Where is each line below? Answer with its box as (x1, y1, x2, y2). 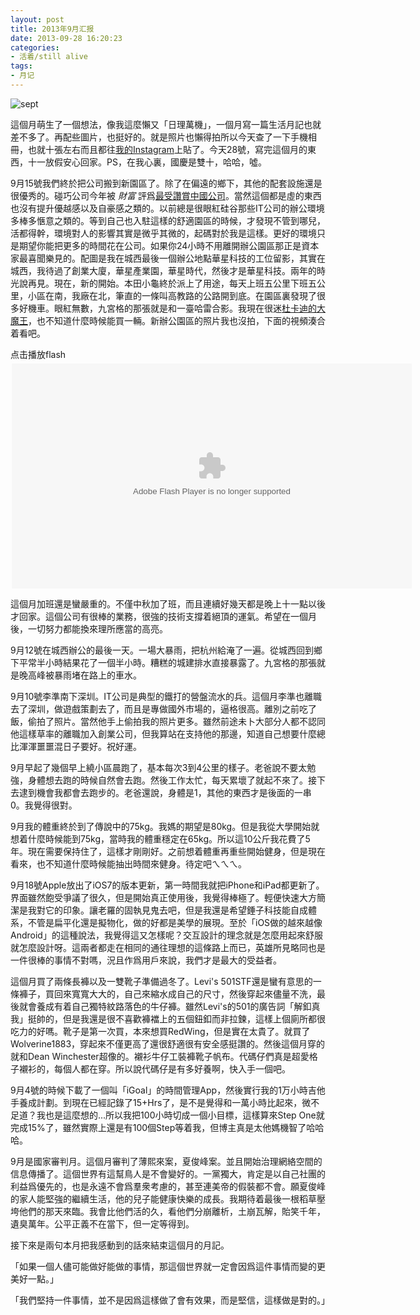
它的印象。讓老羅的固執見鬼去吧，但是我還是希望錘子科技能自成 (44, 904, 308, 916)
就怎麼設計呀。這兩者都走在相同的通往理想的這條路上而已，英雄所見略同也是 (10, 941, 326, 953)
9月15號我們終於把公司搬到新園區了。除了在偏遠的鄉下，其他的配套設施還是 (10, 177, 323, 189)
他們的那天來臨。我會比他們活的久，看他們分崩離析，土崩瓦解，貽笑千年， (18, 1205, 326, 1217)
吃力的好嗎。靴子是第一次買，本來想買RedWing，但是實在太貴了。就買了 (10, 1025, 311, 1037)
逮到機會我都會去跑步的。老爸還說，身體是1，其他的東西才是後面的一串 (18, 786, 312, 798)
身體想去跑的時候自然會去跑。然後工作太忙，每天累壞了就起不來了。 (27, 774, 308, 786)
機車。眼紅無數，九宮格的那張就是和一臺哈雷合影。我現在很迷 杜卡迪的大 (27, 302, 326, 314)
